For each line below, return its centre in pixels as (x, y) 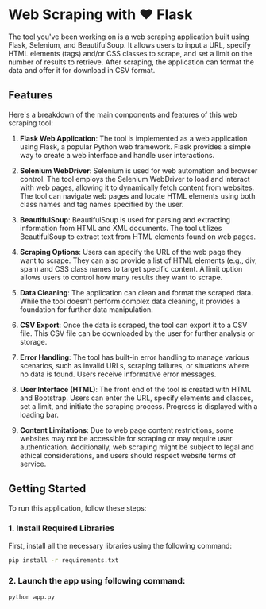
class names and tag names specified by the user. (102, 204)
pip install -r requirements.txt (64, 560)
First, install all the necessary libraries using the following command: (120, 545)
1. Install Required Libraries (62, 528)
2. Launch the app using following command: (97, 580)
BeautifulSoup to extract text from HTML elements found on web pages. (138, 237)
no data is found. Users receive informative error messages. (118, 374)
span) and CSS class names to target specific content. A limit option (131, 268)
